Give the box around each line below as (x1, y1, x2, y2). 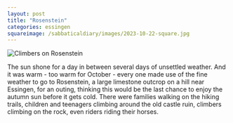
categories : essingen (7, 23, 71, 30)
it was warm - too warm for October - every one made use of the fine (7, 70, 208, 79)
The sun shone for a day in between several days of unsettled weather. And (7, 63, 226, 71)
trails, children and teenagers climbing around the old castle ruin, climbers (7, 100, 222, 109)
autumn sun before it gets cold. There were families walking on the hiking (7, 93, 220, 101)
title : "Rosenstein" (7, 17, 68, 24)
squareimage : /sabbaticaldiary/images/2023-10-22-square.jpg (7, 30, 190, 37)
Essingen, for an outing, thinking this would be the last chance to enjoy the (7, 85, 223, 93)
